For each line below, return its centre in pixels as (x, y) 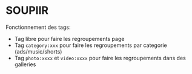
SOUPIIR (27, 11)
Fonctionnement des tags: (38, 27)
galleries (25, 64)
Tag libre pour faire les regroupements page (69, 39)
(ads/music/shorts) (38, 51)
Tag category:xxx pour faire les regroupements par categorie (91, 45)
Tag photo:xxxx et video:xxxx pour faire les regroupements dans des (100, 58)
